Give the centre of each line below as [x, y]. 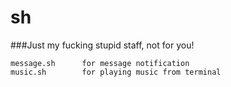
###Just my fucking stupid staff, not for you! [102, 45]
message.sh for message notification [100, 63]
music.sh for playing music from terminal [116, 72]
